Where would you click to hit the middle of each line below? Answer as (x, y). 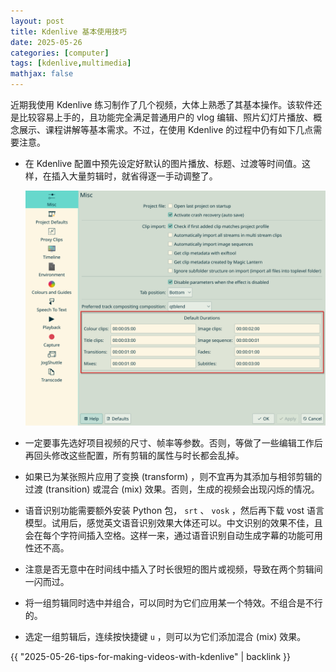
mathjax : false (42, 74)
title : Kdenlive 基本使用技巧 (68, 31)
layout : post (37, 21)
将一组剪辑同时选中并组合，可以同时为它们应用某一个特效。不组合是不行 (173, 603)
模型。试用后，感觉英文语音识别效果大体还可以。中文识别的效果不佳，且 (173, 523)
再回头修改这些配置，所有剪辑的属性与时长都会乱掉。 (134, 456)
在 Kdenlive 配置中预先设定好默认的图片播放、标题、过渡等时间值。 (163, 163)
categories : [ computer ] (60, 53)
